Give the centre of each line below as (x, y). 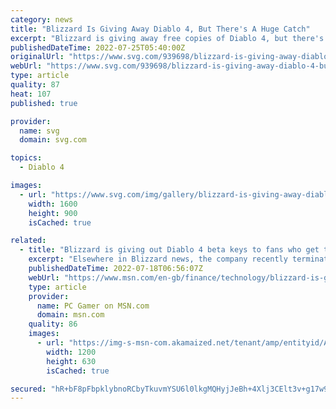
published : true (44, 103)
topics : (26, 158)
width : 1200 (71, 352)
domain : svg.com (53, 140)
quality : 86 (53, 324)
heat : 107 (31, 94)
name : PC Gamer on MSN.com (93, 306)
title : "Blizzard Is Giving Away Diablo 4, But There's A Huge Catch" (160, 29)
